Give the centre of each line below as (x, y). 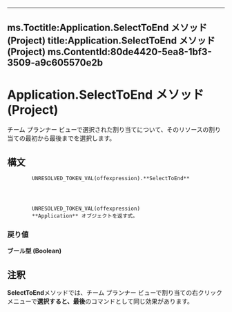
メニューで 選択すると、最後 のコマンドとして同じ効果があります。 (100, 302)
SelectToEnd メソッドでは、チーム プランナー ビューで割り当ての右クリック (115, 293)
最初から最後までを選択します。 (70, 138)
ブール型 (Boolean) (35, 251)
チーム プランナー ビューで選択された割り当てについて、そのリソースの (108, 130)
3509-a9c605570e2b (55, 63)
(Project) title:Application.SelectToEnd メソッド (111, 41)
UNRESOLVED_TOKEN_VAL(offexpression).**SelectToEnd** (111, 179)
